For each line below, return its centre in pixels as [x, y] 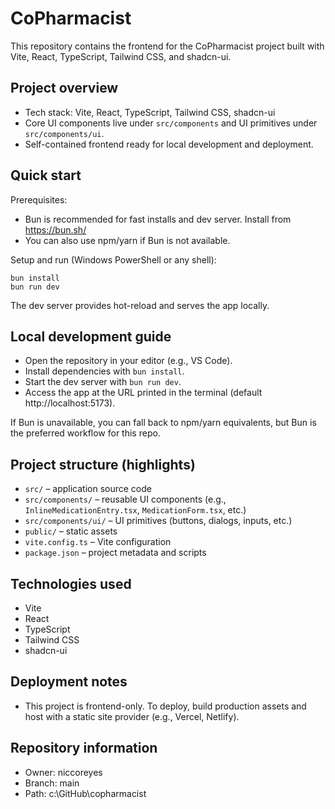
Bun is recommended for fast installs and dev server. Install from [158, 219]
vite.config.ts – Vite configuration [98, 542]
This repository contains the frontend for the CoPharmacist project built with [167, 46]
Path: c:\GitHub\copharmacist [85, 793]
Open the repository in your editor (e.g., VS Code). [128, 361]
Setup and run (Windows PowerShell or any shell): [113, 259]
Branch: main [52, 783]
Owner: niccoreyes [63, 772]
